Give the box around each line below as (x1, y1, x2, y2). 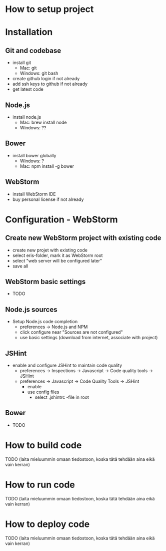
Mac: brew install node (19, 119, 67, 125)
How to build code (5, 440, 82, 451)
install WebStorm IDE (12, 191, 56, 197)
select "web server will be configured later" (12, 257, 102, 263)
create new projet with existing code (12, 247, 87, 253)
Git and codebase (5, 46, 61, 55)
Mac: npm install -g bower (19, 163, 74, 169)
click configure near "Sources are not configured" (19, 329, 123, 335)
